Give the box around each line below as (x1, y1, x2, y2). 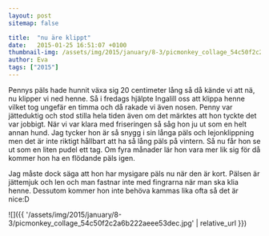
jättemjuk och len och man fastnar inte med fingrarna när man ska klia (8, 177, 239, 186)
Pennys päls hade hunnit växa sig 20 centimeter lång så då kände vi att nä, (8, 85, 255, 94)
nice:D (8, 194, 30, 204)
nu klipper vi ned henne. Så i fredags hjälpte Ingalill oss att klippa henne (8, 94, 246, 103)
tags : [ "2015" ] (8, 63, 59, 72)
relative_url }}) (199, 218, 247, 228)
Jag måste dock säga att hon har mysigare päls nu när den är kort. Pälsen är (8, 169, 260, 178)
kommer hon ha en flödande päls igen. (8, 153, 136, 162)
